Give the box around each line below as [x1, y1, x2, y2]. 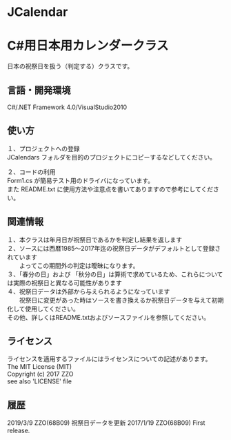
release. [7, 426, 30, 435]
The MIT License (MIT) [7, 363, 72, 371]
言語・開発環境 [7, 84, 71, 96]
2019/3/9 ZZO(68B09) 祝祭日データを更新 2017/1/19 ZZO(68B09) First [7, 419, 205, 427]
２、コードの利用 [7, 167, 56, 176]
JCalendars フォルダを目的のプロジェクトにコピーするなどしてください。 [7, 153, 217, 161]
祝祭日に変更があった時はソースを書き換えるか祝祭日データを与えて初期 [19, 296, 224, 304]
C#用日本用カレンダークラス [7, 38, 169, 54]
